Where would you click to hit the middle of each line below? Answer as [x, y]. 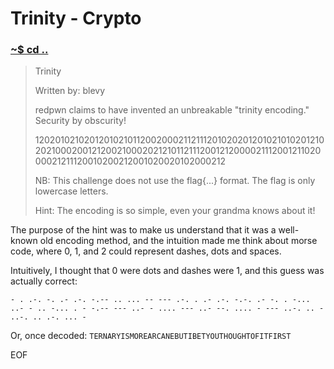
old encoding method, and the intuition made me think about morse [178, 241]
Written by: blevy [70, 91]
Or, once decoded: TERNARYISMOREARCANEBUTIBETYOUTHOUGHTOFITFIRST [151, 336]
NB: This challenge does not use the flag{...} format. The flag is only [175, 181]
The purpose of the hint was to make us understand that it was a [143, 230]
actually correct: [44, 281]
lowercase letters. [71, 191]
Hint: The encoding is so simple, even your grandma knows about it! [175, 211]
